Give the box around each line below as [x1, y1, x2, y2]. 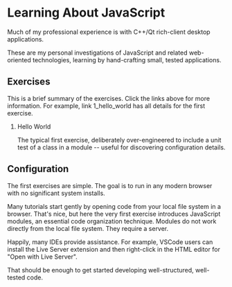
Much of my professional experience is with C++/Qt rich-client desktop [7, 28, 211, 36]
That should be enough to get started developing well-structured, [7, 266, 194, 274]
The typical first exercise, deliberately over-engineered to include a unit [17, 136, 222, 144]
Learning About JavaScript [7, 5, 166, 21]
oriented [7, 55, 31, 64]
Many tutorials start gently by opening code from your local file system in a [7, 202, 222, 210]
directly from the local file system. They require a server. [7, 224, 169, 232]
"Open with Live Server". [7, 252, 78, 261]
